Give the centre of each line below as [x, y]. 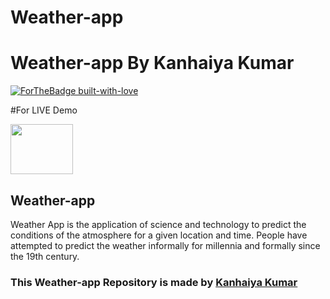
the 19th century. [45, 256]
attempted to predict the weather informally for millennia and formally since [165, 245]
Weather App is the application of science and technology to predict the [158, 224]
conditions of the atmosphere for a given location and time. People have [159, 235]
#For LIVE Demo [44, 110]
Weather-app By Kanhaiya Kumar [152, 63]
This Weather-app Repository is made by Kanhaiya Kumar [154, 282]
